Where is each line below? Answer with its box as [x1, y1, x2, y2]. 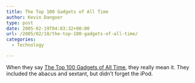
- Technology [11, 42, 44, 48]
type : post [6, 20, 34, 26]
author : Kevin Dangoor [6, 14, 63, 20]
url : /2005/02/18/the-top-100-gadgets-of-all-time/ [6, 31, 138, 37]
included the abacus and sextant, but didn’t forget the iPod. [6, 70, 153, 77]
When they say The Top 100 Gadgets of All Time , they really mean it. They [6, 63, 190, 70]
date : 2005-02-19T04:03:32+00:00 [6, 25, 90, 32]
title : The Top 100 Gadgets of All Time [6, 8, 109, 15]
